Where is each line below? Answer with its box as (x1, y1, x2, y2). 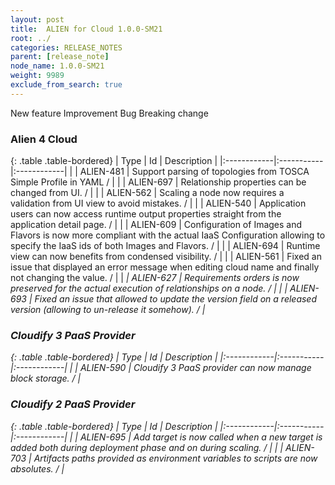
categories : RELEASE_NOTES (10, 42, 123, 53)
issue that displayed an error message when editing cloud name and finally (10, 261, 320, 273)
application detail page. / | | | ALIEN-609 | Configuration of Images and (10, 219, 303, 231)
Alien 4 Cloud (10, 132, 78, 146)
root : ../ (10, 33, 52, 43)
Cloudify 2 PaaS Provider (10, 397, 136, 411)
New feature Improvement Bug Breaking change (10, 107, 209, 119)
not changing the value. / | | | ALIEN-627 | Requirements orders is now (10, 272, 300, 284)
